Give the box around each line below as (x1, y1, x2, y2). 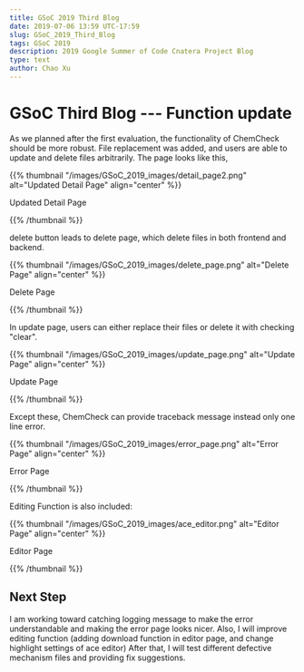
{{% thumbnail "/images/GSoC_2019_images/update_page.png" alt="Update (9, 348, 296, 359)
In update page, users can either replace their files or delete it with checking (9, 321, 295, 332)
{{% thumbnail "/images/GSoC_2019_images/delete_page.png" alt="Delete (9, 259, 289, 270)
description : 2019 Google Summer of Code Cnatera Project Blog (9, 47, 254, 56)
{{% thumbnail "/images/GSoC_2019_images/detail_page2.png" (9, 170, 247, 180)
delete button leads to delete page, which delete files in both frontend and (9, 232, 287, 243)
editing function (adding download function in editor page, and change (9, 632, 274, 644)
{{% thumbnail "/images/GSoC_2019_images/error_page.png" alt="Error (9, 438, 279, 449)
